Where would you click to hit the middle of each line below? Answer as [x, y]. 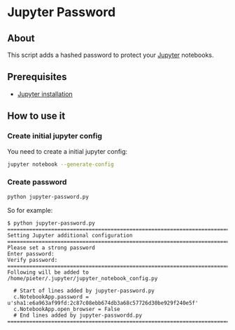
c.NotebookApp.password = [51, 297]
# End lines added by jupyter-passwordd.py [78, 315]
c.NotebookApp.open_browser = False [67, 309]
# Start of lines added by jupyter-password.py [84, 291]
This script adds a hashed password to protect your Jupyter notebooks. [111, 55]
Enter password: [31, 253]
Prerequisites [37, 77]
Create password [37, 182]
